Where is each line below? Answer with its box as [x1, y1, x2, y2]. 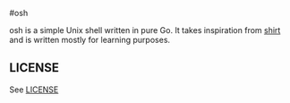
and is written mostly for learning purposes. [9, 35, 171, 45]
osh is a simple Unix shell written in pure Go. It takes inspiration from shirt [9, 25, 281, 35]
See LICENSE [9, 84, 59, 95]
